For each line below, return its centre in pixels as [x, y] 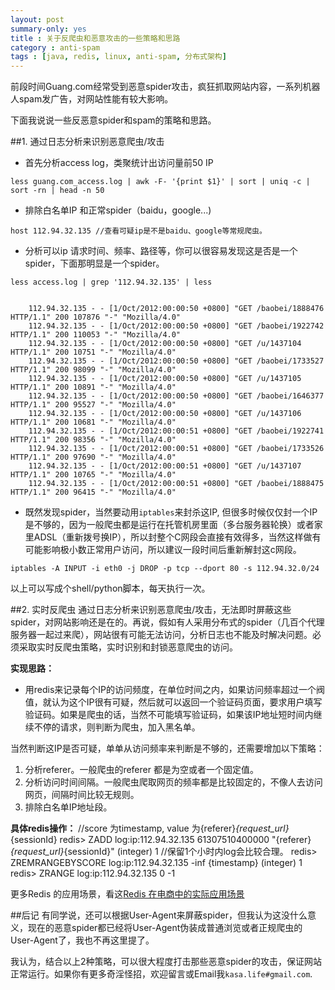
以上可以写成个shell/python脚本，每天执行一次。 [110, 588]
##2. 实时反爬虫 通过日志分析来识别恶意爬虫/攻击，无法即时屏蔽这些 [151, 610]
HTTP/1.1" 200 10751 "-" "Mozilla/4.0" [93, 352]
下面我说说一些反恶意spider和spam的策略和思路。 [113, 120]
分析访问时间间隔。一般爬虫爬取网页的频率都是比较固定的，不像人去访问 [173, 782]
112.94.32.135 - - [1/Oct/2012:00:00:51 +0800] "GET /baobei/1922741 [176, 431]
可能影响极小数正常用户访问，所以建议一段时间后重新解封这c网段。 [163, 550]
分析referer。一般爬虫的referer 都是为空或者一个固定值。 [141, 770]
